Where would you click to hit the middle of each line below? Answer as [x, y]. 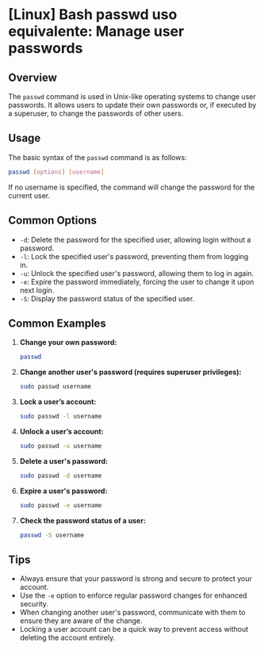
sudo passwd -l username [61, 417]
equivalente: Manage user [96, 31]
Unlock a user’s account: [62, 431]
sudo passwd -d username [61, 476]
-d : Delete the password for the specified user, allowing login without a [135, 239]
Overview [33, 77]
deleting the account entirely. [67, 638]
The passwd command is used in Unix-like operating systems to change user [132, 96]
